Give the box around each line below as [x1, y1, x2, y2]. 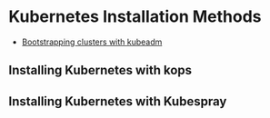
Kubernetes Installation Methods [8, 6, 262, 27]
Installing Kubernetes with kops [8, 63, 193, 78]
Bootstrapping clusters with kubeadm [21, 36, 163, 47]
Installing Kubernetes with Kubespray [8, 93, 227, 109]
